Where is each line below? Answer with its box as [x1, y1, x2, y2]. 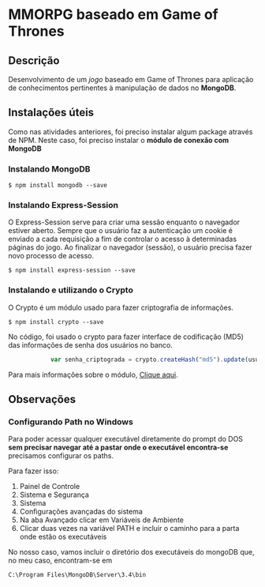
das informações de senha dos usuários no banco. [8, 340, 174, 349]
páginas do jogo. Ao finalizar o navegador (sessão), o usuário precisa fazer [8, 243, 252, 252]
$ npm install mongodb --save [8, 182, 108, 190]
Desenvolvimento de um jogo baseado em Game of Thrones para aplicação [8, 75, 254, 84]
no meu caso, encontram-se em [8, 555, 113, 566]
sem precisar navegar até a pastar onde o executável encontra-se [8, 442, 229, 452]
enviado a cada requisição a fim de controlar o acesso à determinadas [8, 235, 237, 244]
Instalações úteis [8, 106, 95, 119]
